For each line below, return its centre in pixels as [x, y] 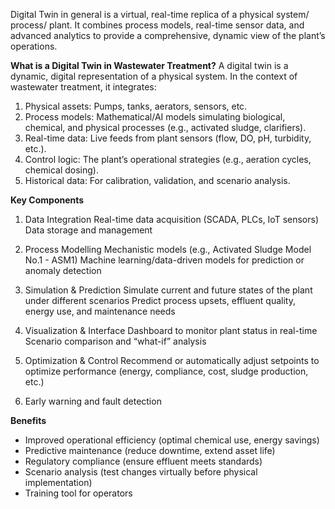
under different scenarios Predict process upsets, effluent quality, [160, 300]
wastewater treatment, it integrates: [83, 87]
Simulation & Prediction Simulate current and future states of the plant [168, 290]
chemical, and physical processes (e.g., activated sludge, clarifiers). [165, 127]
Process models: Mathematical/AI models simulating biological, [155, 117]
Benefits [28, 420]
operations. [34, 46]
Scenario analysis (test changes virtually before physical [141, 472]
